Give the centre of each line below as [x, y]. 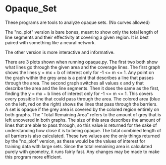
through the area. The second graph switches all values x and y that [75, 83]
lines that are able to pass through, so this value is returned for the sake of [81, 125]
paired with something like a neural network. [50, 42]
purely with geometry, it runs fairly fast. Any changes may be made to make [83, 152]
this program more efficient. [34, 157]
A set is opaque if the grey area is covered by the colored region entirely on [82, 109]
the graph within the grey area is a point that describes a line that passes [80, 78]
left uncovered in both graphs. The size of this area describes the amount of [83, 120]
